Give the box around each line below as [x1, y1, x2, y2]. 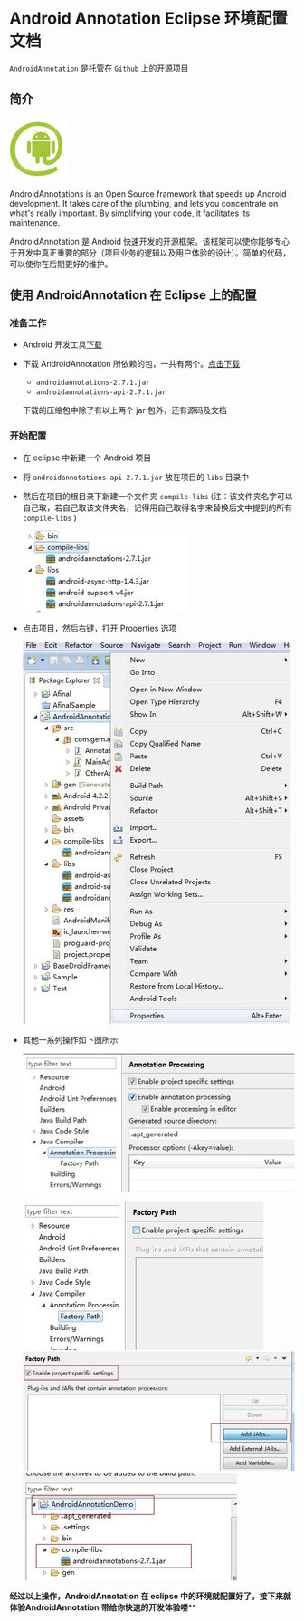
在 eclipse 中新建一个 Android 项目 [22, 452, 152, 463]
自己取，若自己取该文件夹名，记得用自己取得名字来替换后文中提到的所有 [22, 502, 292, 513]
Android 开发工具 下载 [22, 339, 102, 350]
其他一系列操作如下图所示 [22, 1034, 119, 1045]
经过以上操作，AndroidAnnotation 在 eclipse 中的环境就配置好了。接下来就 [9, 1590, 291, 1601]
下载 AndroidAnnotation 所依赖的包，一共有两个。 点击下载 [22, 359, 241, 370]
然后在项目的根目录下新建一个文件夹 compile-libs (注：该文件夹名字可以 [22, 490, 293, 501]
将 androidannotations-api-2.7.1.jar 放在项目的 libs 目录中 [22, 471, 250, 482]
